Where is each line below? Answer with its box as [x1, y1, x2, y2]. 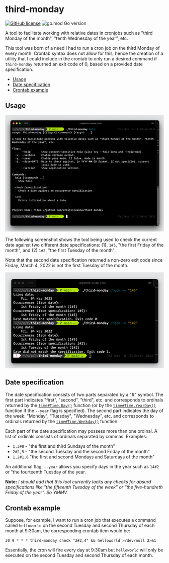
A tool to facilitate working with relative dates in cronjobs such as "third [5, 30, 153, 36]
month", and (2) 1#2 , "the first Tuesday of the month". [5, 247, 116, 253]
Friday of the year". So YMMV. [5, 489, 68, 495]
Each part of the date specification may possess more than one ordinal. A [5, 428, 157, 434]
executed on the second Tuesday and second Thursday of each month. [5, 552, 153, 558]
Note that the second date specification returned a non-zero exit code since [5, 257, 163, 263]
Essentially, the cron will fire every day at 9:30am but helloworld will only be [5, 547, 163, 553]
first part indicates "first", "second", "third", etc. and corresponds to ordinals [5, 396, 163, 403]
